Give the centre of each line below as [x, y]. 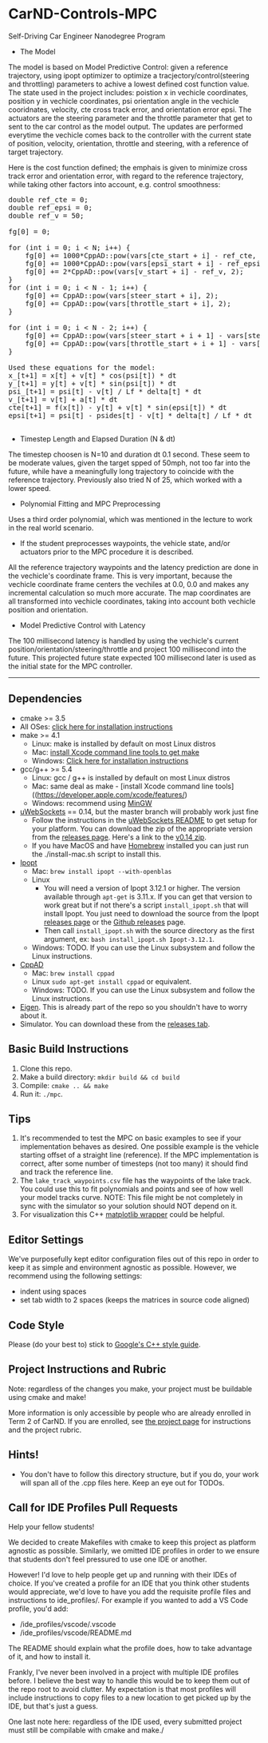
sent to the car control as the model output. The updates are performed [126, 126]
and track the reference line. [66, 1172]
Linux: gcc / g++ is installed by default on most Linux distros [131, 777]
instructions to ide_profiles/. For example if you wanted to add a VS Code [128, 1601]
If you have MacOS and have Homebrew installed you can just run [140, 845]
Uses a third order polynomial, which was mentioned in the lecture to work [130, 519]
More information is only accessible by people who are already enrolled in [130, 1413]
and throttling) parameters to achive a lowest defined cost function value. [129, 84]
